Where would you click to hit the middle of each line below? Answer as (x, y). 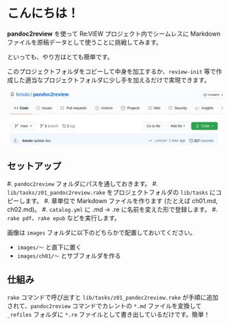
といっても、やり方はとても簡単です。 (60, 57)
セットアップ (34, 166)
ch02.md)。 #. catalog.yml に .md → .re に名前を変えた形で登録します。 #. (112, 210)
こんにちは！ (43, 13)
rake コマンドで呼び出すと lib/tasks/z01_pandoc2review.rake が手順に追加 (113, 298)
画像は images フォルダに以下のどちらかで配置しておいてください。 (102, 232)
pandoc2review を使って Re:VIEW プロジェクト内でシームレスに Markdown (114, 34)
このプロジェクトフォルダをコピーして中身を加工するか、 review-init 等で (112, 71)
